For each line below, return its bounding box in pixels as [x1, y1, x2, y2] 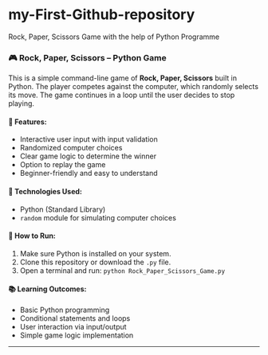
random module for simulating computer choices [19, 213, 177, 222]
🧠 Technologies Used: [8, 187, 82, 197]
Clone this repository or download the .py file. [19, 257, 171, 267]
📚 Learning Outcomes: [8, 284, 87, 294]
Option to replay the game [19, 160, 106, 170]
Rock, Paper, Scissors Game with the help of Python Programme [8, 32, 220, 41]
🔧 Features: [8, 117, 47, 127]
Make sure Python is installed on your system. [19, 248, 171, 258]
